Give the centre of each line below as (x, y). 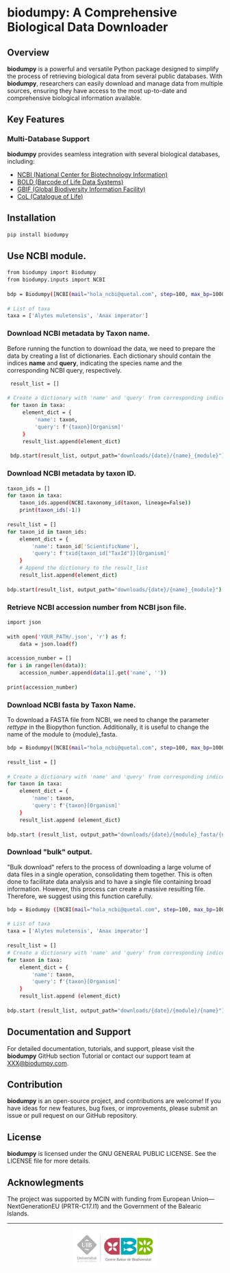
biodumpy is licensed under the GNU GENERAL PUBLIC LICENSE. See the (112, 1154)
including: (21, 161)
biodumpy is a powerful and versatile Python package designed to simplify (113, 69)
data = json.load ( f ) (49, 644)
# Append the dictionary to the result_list (84, 568)
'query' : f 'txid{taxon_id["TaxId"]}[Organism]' (101, 554)
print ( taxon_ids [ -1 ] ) (50, 510)
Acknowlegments (46, 1182)
